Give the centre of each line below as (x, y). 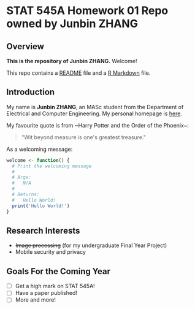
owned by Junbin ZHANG (72, 24)
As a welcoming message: (40, 149)
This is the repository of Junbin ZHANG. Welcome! (72, 61)
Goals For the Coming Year (58, 271)
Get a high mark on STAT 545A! (55, 286)
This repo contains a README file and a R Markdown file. (78, 73)
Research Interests (43, 231)
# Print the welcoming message (52, 166)
